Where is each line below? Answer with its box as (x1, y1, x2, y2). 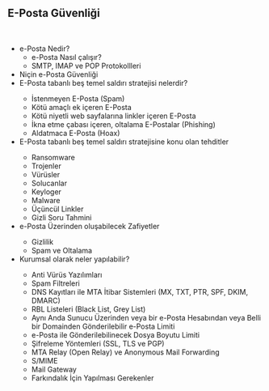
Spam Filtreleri (31, 278, 80, 288)
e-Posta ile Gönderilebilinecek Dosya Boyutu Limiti (31, 329, 200, 339)
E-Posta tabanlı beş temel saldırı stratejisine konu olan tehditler (19, 137, 229, 147)
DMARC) (31, 295, 61, 305)
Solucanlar (31, 178, 68, 188)
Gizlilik (31, 236, 54, 246)
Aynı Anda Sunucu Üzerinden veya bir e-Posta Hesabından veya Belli (31, 312, 262, 322)
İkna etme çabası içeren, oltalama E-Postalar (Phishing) (31, 119, 216, 129)
